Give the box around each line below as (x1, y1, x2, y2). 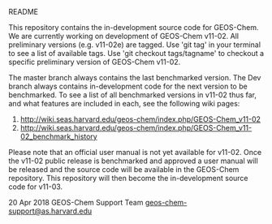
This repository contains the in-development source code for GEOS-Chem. (8, 23, 259, 32)
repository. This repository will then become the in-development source (8, 174, 249, 183)
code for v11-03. (8, 182, 63, 192)
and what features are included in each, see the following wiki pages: (8, 99, 240, 108)
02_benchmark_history (19, 131, 97, 141)
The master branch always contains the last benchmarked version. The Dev (8, 73, 261, 82)
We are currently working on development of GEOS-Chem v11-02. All (8, 32, 240, 41)
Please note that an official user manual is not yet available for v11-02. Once (8, 148, 262, 157)
